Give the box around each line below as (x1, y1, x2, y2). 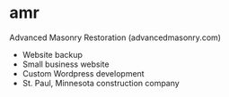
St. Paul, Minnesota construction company (22, 77, 180, 88)
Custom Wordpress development (22, 68, 145, 78)
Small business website (22, 59, 110, 69)
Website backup (22, 49, 84, 60)
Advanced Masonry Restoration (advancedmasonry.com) (9, 32, 222, 43)
